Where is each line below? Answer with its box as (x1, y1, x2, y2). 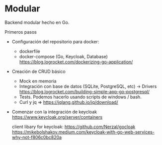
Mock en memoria (19, 78, 57, 84)
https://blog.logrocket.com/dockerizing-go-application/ (19, 59, 133, 65)
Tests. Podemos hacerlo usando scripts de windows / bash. (19, 94, 142, 100)
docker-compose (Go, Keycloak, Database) (19, 53, 108, 60)
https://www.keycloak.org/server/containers (11, 114, 103, 120)
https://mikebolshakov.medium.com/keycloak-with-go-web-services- (11, 129, 155, 135)
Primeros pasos (4, 29, 37, 35)
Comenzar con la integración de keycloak (11, 109, 97, 115)
